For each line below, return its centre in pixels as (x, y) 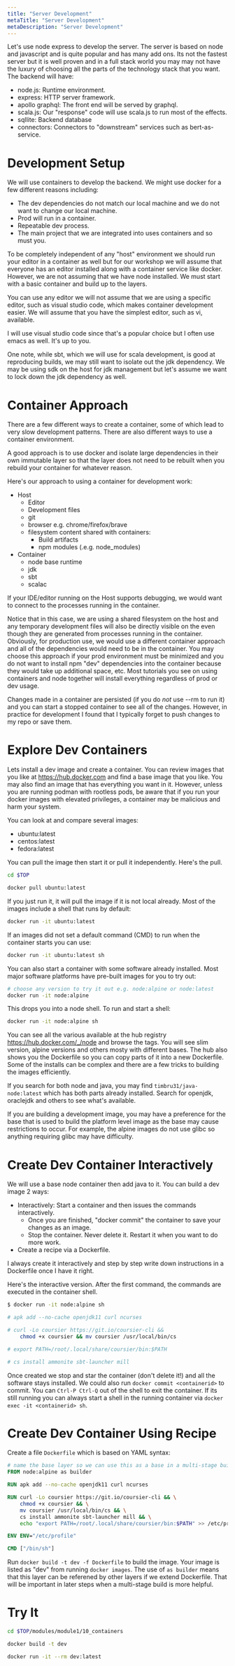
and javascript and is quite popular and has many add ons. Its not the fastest (117, 54)
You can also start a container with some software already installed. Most (113, 968)
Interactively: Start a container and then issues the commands (107, 1205)
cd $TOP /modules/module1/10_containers (65, 1632)
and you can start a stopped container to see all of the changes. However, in (117, 707)
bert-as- (202, 128)
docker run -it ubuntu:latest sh (56, 955)
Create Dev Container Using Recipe (112, 1433)
